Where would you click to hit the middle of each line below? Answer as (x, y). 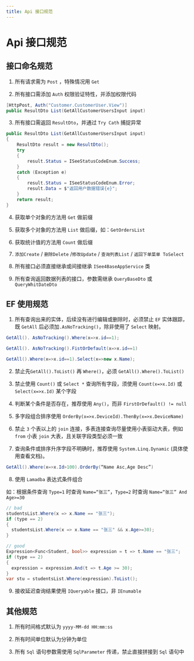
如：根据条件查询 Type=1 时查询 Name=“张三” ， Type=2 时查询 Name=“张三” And (97, 491)
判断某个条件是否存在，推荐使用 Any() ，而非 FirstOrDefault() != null (101, 404)
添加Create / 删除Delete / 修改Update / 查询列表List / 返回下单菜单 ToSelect (99, 254)
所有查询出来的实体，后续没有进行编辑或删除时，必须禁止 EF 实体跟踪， (101, 320)
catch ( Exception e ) (42, 172)
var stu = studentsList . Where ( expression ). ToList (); (72, 579)
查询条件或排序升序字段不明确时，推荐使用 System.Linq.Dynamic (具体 (99, 449)
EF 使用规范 (27, 304)
